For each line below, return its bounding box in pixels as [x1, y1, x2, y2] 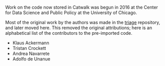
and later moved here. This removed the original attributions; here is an [5, 25, 152, 31]
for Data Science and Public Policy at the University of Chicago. [5, 10, 137, 16]
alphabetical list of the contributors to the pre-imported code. [5, 30, 132, 36]
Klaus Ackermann [12, 40, 49, 46]
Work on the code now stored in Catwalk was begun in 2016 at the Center [5, 5, 158, 10]
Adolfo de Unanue [12, 56, 50, 62]
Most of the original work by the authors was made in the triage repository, [5, 20, 160, 25]
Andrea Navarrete [12, 50, 50, 56]
